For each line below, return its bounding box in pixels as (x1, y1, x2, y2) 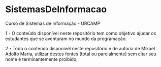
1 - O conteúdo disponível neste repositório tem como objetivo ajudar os (5, 30, 156, 36)
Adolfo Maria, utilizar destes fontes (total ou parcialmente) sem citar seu (5, 51, 156, 57)
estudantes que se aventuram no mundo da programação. (5, 36, 127, 42)
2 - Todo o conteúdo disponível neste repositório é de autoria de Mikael (5, 45, 155, 51)
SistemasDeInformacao (5, 4, 107, 15)
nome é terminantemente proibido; (5, 56, 78, 62)
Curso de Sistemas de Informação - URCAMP (5, 20, 101, 26)
